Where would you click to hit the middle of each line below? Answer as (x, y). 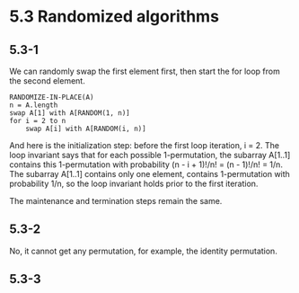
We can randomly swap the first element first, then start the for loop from (145, 71)
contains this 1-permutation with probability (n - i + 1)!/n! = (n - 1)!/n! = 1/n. (146, 164)
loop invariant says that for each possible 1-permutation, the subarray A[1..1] (150, 155)
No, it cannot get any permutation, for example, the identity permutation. (144, 251)
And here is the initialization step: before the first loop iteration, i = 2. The (145, 145)
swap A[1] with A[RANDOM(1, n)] (70, 113)
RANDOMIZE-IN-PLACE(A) (52, 97)
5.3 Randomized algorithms (114, 17)
